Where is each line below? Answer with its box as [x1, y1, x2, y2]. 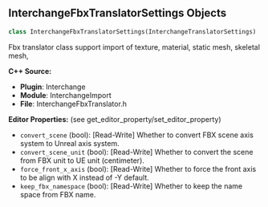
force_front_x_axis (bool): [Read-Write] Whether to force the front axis [19, 164, 257, 173]
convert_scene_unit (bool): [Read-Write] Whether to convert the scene [19, 147, 254, 156]
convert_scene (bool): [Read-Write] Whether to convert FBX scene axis [19, 130, 254, 140]
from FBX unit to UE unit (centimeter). [19, 156, 144, 165]
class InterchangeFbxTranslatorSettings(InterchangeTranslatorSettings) [8, 27, 257, 35]
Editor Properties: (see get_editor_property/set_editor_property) [8, 114, 222, 124]
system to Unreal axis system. [19, 138, 120, 148]
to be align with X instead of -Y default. [19, 172, 150, 182]
